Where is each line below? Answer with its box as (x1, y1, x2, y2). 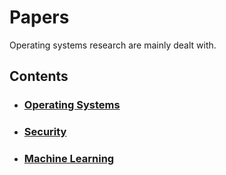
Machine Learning (23, 152, 115, 166)
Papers (9, 6, 70, 29)
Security (23, 125, 67, 139)
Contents (9, 68, 69, 85)
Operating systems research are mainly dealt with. (9, 39, 217, 51)
